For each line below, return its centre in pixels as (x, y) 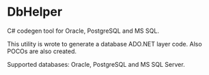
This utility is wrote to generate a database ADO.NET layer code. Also (105, 44)
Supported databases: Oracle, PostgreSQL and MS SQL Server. (96, 64)
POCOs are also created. (42, 51)
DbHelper (35, 12)
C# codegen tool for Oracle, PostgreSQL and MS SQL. (83, 31)
